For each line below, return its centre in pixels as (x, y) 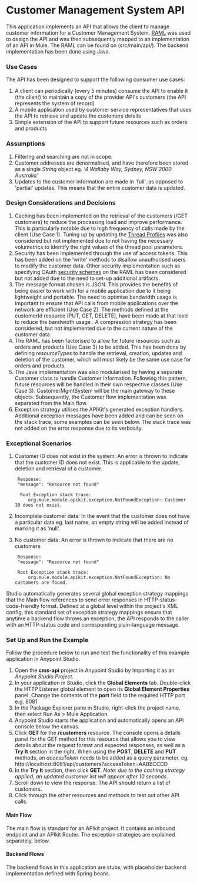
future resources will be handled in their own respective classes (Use (98, 384)
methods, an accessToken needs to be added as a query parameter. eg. (102, 758)
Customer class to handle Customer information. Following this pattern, (101, 378)
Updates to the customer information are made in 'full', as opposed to (99, 181)
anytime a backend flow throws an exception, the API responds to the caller (98, 618)
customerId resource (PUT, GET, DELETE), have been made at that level (102, 316)
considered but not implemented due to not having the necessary (94, 240)
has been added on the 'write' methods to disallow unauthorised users (100, 259)
